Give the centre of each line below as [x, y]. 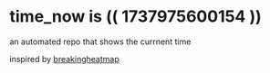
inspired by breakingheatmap [65, 59]
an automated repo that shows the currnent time [100, 41]
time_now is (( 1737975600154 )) [135, 17]
